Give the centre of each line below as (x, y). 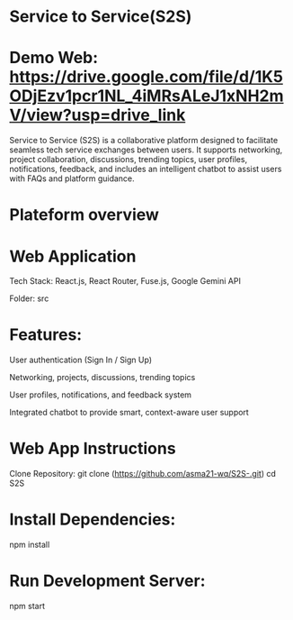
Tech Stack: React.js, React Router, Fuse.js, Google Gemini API (125, 281)
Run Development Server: (107, 581)
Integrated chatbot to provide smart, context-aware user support (129, 413)
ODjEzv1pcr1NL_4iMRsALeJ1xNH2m (147, 96)
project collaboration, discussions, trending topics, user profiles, (129, 160)
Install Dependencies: (93, 520)
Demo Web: (54, 58)
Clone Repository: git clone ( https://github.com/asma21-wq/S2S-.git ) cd (143, 474)
